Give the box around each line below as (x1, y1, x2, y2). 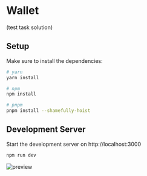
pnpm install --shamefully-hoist (6, 108, 91, 114)
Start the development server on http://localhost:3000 (6, 140, 141, 148)
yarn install (6, 74, 39, 80)
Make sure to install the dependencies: (6, 57, 103, 64)
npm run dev (6, 152, 36, 158)
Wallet (6, 4, 39, 18)
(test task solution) (6, 24, 53, 31)
